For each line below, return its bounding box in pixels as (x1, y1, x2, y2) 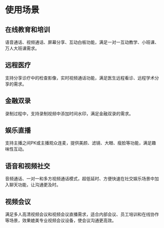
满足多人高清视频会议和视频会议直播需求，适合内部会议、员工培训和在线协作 (5, 211, 159, 217)
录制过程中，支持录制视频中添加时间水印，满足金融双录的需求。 (5, 110, 133, 116)
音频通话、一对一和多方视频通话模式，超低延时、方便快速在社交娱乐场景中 (5, 176, 155, 182)
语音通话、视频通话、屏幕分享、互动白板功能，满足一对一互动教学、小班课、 (5, 40, 159, 45)
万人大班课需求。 (5, 45, 40, 51)
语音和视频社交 (5, 162, 50, 170)
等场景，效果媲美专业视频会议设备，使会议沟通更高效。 (5, 218, 116, 224)
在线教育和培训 (5, 25, 50, 34)
